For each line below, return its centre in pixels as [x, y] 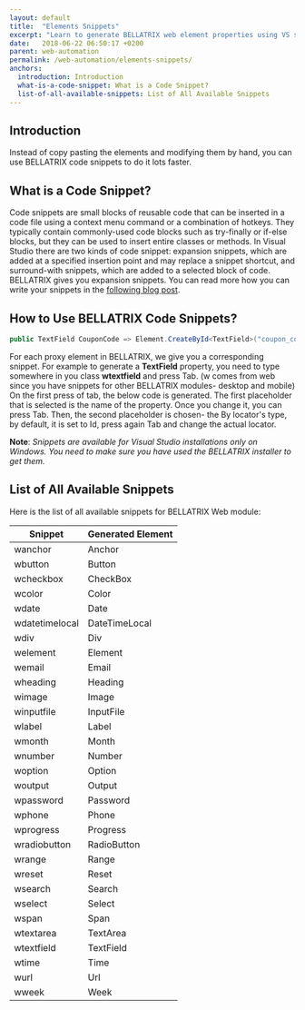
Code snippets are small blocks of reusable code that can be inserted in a [147, 213]
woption [31, 770]
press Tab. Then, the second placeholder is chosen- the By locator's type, [148, 414]
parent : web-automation [54, 52]
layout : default [40, 18]
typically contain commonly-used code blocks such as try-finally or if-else [148, 232]
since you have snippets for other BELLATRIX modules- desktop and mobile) [152, 385]
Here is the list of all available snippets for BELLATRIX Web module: [135, 511]
